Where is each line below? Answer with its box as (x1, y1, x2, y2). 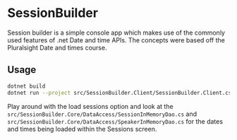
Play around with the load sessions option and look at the (7, 102, 174, 110)
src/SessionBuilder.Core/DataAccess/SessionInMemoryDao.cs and (7, 110, 197, 118)
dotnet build (7, 83, 46, 90)
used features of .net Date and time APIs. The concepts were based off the (7, 35, 226, 44)
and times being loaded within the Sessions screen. (7, 124, 157, 133)
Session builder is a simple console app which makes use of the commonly (7, 28, 226, 37)
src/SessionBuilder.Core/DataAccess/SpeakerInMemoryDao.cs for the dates (7, 117, 224, 125)
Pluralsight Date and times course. (7, 43, 107, 52)
